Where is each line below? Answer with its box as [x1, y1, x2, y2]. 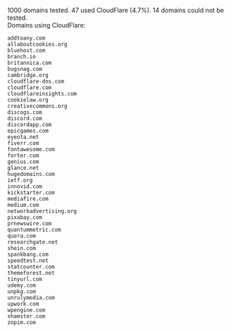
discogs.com [7, 109, 42, 116]
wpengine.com [7, 307, 46, 314]
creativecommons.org [7, 102, 68, 109]
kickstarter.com [7, 189, 55, 196]
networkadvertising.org [7, 208, 77, 215]
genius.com [7, 158, 39, 165]
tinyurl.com [7, 275, 42, 283]
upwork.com [7, 300, 39, 307]
